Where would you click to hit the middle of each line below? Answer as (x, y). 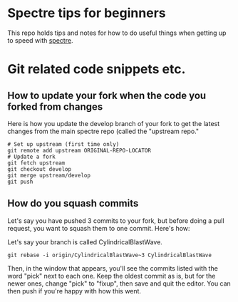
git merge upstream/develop (49, 175)
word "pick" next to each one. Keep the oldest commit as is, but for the (112, 276)
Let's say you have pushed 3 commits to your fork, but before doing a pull (116, 220)
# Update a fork (31, 157)
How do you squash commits (73, 203)
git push (20, 182)
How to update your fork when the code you (107, 95)
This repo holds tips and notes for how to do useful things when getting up (117, 33)
